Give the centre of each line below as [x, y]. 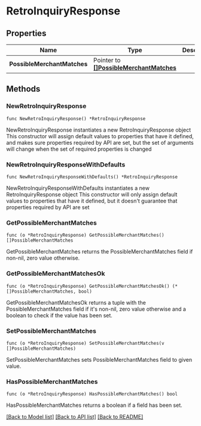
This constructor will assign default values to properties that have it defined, [100, 136]
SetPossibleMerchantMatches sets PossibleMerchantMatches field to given [99, 359]
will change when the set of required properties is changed [79, 149]
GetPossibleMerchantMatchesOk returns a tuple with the [76, 302]
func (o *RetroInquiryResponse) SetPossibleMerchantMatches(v [85, 343]
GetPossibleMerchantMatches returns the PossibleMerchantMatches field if [100, 252]
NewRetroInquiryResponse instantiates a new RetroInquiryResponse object [99, 130]
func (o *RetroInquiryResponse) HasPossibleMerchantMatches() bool [92, 394]
